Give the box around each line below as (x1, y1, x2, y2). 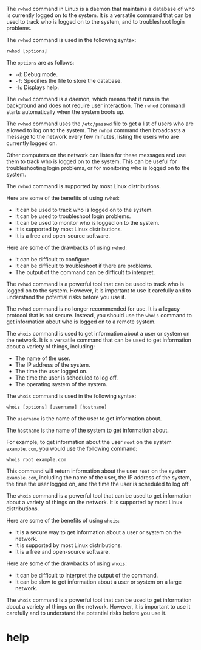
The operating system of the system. (15, 381, 107, 387)
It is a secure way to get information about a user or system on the (15, 529, 182, 535)
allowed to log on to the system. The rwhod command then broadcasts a (6, 127, 186, 133)
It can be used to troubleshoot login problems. (15, 213, 131, 220)
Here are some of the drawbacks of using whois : (6, 560, 128, 567)
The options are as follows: (6, 59, 75, 66)
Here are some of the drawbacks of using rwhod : (6, 244, 128, 251)
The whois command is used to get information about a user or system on (6, 330, 190, 337)
